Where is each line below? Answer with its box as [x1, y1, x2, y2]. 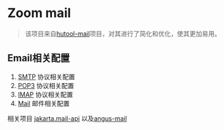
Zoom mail [7, 5, 71, 21]
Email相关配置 [7, 52, 70, 65]
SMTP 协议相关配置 [17, 72, 76, 81]
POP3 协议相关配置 [17, 81, 74, 90]
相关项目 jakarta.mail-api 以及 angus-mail [7, 114, 127, 122]
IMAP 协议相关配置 [17, 90, 73, 99]
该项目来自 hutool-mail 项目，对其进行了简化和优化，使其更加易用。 [24, 29, 221, 38]
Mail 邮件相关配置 [17, 99, 70, 107]
